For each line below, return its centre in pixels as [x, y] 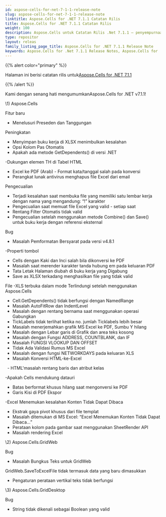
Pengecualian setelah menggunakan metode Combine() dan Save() [81, 217]
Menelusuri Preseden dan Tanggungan [52, 123]
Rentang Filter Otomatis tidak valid [47, 212]
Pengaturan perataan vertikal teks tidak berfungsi [63, 480]
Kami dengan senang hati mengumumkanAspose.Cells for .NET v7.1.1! [76, 94]
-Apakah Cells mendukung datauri [40, 377]
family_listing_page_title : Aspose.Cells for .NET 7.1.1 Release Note [79, 46]
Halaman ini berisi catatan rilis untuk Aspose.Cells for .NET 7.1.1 [68, 75]
